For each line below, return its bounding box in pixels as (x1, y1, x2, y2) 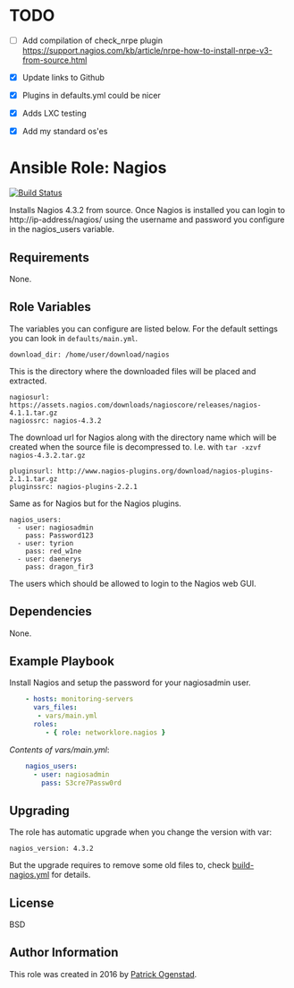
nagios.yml (9, 870, 50, 881)
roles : (32, 720, 58, 729)
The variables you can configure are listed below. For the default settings (9, 323, 279, 334)
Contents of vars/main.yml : (9, 744, 110, 755)
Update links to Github (21, 73, 105, 82)
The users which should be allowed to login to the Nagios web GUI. (9, 578, 256, 589)
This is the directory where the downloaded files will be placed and (9, 365, 256, 376)
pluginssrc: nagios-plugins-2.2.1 (9, 482, 139, 491)
